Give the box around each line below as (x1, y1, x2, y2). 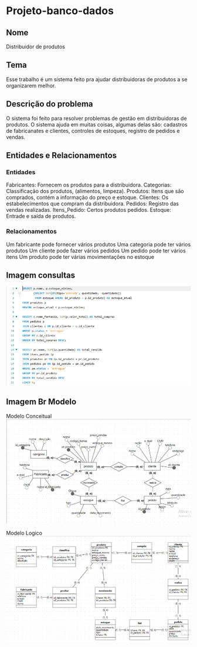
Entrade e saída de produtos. (6, 213, 76, 220)
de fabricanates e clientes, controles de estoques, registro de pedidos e (6, 127, 180, 134)
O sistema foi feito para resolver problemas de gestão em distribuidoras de (6, 115, 187, 122)
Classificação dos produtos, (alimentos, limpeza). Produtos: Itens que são (6, 188, 184, 195)
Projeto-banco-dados (6, 4, 114, 18)
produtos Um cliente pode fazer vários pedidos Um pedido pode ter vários (6, 247, 186, 254)
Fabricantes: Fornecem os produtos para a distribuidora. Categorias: (6, 181, 172, 189)
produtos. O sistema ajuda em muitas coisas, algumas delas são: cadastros (6, 121, 188, 128)
